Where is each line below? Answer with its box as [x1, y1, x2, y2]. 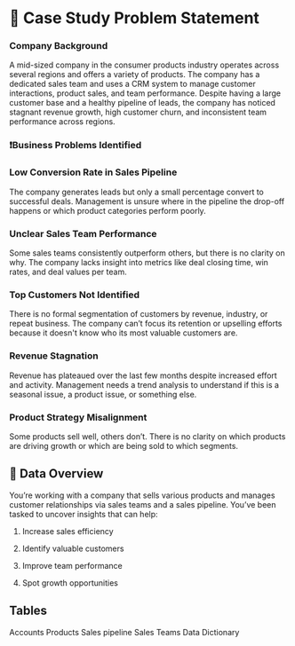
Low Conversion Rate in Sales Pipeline [9, 166, 178, 178]
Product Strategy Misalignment [9, 411, 147, 423]
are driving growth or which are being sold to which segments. [9, 440, 238, 451]
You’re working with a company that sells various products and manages [9, 490, 275, 500]
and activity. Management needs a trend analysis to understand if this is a [9, 379, 280, 390]
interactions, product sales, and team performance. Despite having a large [9, 88, 282, 98]
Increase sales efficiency [21, 525, 114, 536]
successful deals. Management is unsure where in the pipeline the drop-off [9, 195, 285, 207]
